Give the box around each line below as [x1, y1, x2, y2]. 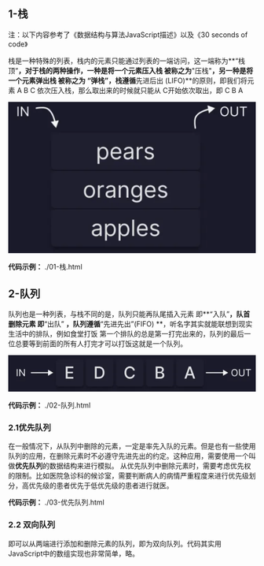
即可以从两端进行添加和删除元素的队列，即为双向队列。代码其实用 [8, 538, 222, 548]
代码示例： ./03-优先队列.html [8, 497, 104, 507]
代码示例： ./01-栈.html [8, 262, 82, 271]
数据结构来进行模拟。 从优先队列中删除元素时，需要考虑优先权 [49, 461, 251, 471]
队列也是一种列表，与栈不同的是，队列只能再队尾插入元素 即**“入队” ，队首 [8, 310, 251, 319]
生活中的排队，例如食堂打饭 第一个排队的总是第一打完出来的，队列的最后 [8, 330, 244, 339]
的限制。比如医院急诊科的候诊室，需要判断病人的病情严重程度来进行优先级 [8, 471, 249, 481]
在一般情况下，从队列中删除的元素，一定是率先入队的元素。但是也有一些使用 [8, 441, 256, 451]
